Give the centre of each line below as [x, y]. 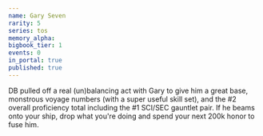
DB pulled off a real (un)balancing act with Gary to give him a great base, [128, 90]
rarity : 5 [25, 23]
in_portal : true [35, 61]
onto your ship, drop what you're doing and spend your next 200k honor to [131, 116]
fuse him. [24, 124]
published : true [35, 68]
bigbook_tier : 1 [35, 46]
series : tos [28, 30]
